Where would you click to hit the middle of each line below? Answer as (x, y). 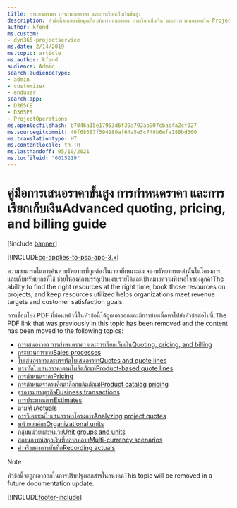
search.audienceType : (39, 73)
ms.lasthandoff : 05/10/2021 (49, 152)
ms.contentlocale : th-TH (44, 145)
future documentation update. (51, 483)
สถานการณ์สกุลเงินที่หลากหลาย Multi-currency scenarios (90, 440)
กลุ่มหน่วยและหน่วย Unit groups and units (71, 432)
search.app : (25, 99)
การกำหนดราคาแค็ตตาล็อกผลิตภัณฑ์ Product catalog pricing (93, 384)
